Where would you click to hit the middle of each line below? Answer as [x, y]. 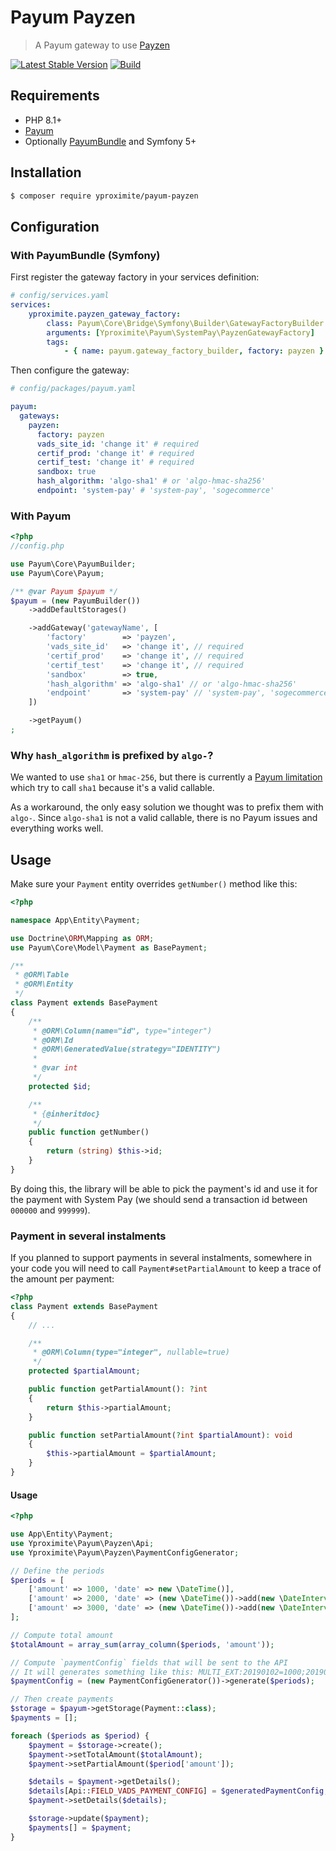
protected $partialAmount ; [84, 1371]
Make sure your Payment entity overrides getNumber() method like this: [154, 884]
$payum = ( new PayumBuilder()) [75, 601]
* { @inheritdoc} [66, 1114]
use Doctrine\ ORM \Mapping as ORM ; [82, 938]
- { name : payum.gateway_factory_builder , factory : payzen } [194, 351]
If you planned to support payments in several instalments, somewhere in [161, 1258]
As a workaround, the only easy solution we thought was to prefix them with [167, 807]
